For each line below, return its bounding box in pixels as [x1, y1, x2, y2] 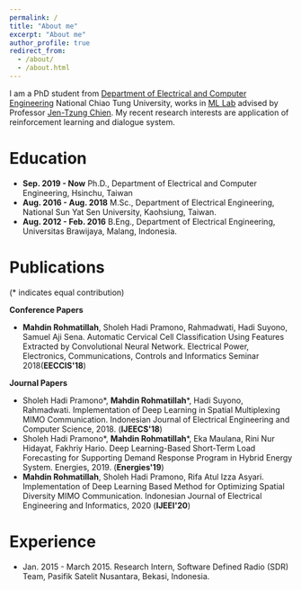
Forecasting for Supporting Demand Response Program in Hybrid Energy [22, 451, 293, 463]
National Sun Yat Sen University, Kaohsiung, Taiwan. [22, 206, 217, 217]
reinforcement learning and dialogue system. [9, 116, 175, 127]
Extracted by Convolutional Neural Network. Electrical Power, [22, 341, 250, 352]
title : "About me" [9, 22, 78, 31]
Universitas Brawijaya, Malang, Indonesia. [22, 226, 178, 237]
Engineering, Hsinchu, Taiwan [22, 187, 133, 198]
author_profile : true [9, 38, 91, 48]
